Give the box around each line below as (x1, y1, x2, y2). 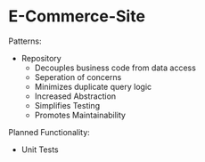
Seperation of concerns (34, 71, 122, 82)
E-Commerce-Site (8, 6, 146, 27)
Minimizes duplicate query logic (34, 81, 152, 92)
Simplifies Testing (34, 100, 100, 110)
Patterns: (8, 36, 42, 46)
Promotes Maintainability (34, 109, 127, 120)
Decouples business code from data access (34, 62, 197, 73)
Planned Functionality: (8, 126, 90, 137)
